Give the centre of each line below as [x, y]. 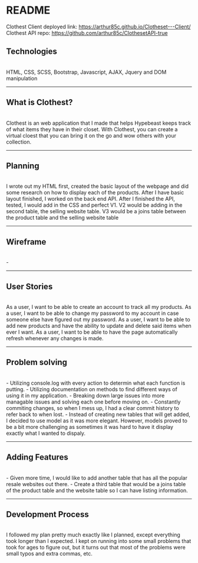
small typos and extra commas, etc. [49, 554]
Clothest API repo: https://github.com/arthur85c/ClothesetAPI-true [87, 32]
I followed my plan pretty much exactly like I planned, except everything [93, 535]
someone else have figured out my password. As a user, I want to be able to [98, 319]
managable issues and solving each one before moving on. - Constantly [93, 402]
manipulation [22, 78]
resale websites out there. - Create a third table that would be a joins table [96, 484]
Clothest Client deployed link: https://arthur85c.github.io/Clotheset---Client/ [98, 27]
